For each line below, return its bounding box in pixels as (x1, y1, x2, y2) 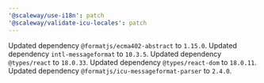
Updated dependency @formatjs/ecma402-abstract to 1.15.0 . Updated (8, 40, 238, 50)
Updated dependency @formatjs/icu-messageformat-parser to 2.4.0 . (8, 66, 232, 75)
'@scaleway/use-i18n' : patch (8, 11, 105, 20)
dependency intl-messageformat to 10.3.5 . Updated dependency (8, 49, 222, 58)
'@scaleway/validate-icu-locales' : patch (8, 19, 147, 27)
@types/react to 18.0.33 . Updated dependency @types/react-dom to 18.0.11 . (8, 57, 257, 67)
